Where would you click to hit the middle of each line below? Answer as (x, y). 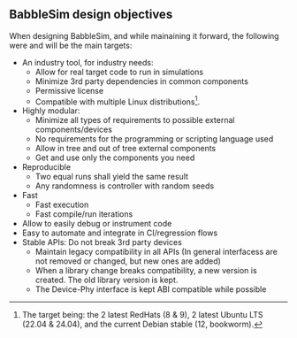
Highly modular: (51, 111)
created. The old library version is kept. (107, 280)
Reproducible (46, 167)
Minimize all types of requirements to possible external (135, 120)
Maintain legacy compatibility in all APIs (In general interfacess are (156, 252)
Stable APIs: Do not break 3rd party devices (102, 242)
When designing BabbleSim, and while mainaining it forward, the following (145, 35)
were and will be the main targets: (71, 45)
